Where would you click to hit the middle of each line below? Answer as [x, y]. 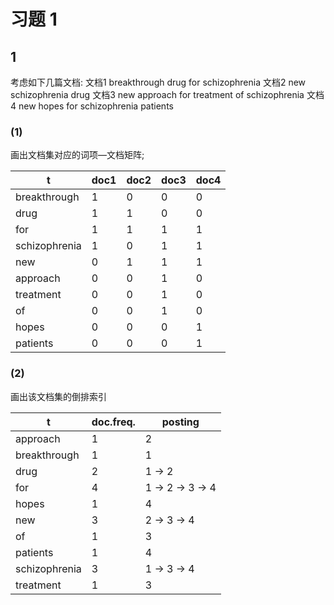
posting [180, 422]
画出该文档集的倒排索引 [58, 396]
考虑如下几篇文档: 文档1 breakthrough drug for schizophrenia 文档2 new [158, 82]
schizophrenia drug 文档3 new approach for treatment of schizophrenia [157, 94]
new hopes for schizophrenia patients [96, 106]
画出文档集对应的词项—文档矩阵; [77, 155]
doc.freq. [113, 422]
